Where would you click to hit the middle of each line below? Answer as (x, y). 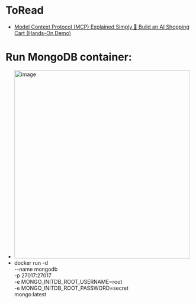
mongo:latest (30, 294)
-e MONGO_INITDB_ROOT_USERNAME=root (68, 281)
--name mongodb (36, 269)
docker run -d (31, 262)
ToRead (25, 10)
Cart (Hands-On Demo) (43, 33)
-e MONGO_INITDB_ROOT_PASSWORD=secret (71, 288)
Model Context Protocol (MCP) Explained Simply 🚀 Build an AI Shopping (102, 27)
